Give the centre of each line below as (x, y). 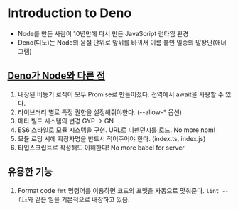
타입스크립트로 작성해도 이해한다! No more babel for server (101, 148)
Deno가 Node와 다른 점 (56, 76)
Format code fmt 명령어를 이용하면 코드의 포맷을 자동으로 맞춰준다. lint (118, 190)
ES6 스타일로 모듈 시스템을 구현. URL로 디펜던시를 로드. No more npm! (117, 130)
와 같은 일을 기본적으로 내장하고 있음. (79, 199)
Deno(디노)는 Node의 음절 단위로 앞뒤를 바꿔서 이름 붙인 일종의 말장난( (116, 42)
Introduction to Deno (70, 13)
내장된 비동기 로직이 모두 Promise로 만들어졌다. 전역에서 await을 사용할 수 (120, 94)
